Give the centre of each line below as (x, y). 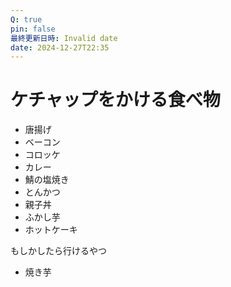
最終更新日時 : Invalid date (64, 38)
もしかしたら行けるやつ (58, 251)
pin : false (33, 29)
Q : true (26, 19)
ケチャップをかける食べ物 (115, 100)
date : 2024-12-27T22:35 (60, 47)
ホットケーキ (51, 230)
